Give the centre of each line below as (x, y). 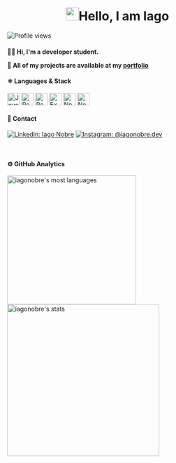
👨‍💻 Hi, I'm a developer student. (53, 52)
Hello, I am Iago (124, 16)
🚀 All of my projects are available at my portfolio (78, 65)
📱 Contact (22, 119)
